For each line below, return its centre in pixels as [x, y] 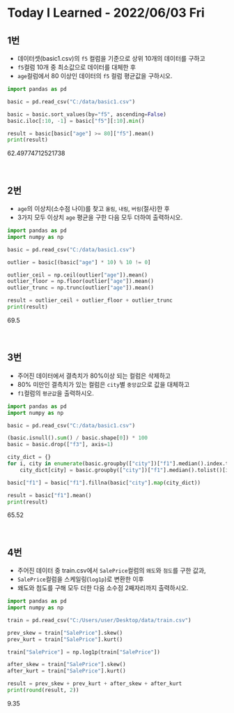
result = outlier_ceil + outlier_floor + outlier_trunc [90, 301]
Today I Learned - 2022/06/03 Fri [106, 13]
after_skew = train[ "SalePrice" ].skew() [67, 665]
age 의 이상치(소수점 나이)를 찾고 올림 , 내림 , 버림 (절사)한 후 [94, 209]
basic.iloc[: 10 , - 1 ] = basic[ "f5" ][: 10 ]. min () [76, 121]
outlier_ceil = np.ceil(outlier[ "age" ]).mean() [78, 275]
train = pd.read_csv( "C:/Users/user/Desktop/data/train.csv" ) [99, 620]
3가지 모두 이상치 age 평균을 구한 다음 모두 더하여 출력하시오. [100, 217]
